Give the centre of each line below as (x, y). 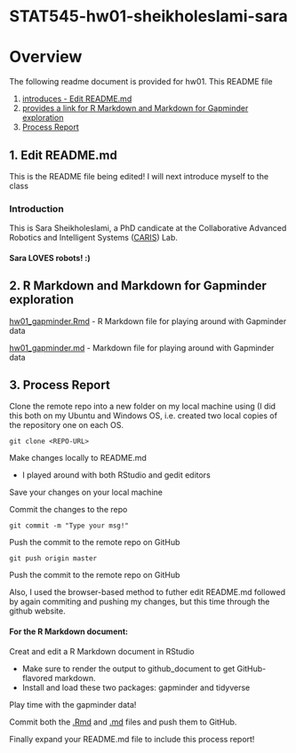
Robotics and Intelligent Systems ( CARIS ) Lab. (93, 238)
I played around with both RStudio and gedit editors (116, 475)
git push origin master (53, 559)
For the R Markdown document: (69, 631)
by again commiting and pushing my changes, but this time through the (140, 602)
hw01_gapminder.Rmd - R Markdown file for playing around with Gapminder (148, 321)
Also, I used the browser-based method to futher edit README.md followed (148, 592)
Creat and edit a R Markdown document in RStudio (102, 651)
